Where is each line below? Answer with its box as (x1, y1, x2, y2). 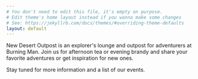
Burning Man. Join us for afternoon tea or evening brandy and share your (6, 48, 188, 56)
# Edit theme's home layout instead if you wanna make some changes (6, 14, 182, 20)
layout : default (6, 25, 47, 32)
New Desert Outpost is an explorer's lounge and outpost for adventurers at (6, 42, 192, 49)
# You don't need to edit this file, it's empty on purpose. (6, 8, 163, 15)
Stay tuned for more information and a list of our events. (6, 66, 146, 74)
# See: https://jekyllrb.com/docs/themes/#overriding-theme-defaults (6, 20, 185, 26)
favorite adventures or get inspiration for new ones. (6, 54, 134, 62)
